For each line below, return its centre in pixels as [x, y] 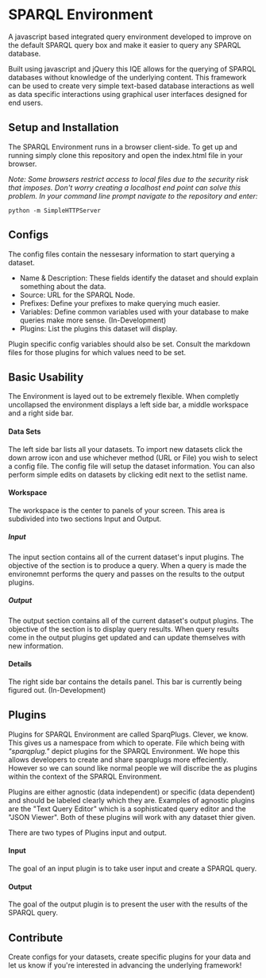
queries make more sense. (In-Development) [93, 320]
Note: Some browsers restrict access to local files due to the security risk [128, 179]
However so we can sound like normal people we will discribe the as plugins [133, 767]
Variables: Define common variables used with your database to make [134, 311]
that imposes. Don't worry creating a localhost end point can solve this [125, 187]
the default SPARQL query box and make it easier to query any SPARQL [125, 44]
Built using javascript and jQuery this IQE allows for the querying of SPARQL [132, 68]
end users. [26, 102]
